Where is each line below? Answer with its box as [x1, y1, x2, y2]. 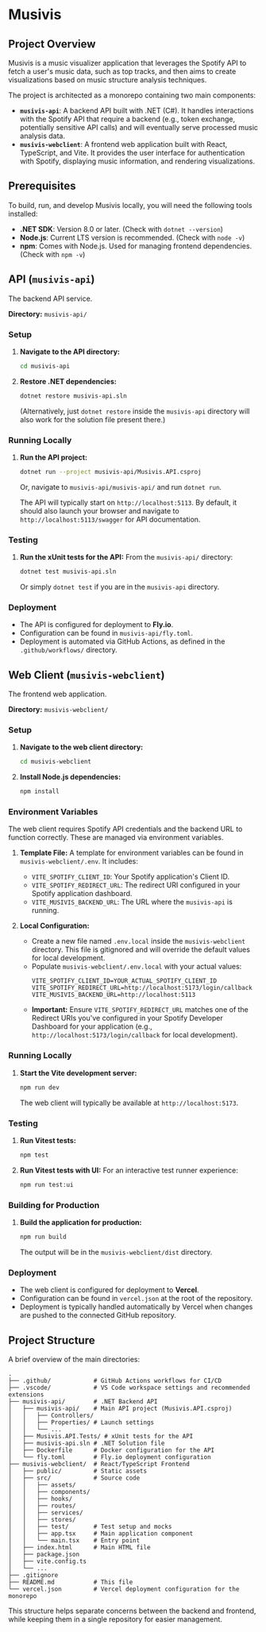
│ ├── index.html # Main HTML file [8, 1543, 151, 1551]
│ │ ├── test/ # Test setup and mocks [8, 1522, 172, 1530]
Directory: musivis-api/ [8, 309, 87, 318]
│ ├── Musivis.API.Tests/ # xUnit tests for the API [8, 1432, 194, 1440]
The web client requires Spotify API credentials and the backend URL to [8, 824, 243, 834]
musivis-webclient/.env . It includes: [19, 856, 139, 866]
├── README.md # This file [8, 1578, 133, 1586]
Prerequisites [8, 179, 76, 193]
